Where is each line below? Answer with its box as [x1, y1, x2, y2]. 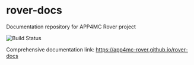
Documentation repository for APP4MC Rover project [6, 23, 136, 30]
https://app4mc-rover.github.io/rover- [96, 45, 188, 53]
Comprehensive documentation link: [6, 45, 95, 53]
